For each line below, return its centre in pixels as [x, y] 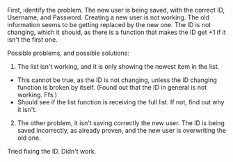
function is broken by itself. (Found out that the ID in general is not [112, 87]
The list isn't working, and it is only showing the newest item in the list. [118, 66]
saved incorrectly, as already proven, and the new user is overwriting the [122, 130]
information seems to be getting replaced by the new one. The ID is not [109, 25]
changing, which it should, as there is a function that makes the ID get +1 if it [116, 32]
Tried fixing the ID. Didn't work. [52, 151]
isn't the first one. [32, 40]
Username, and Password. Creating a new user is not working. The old [109, 17]
